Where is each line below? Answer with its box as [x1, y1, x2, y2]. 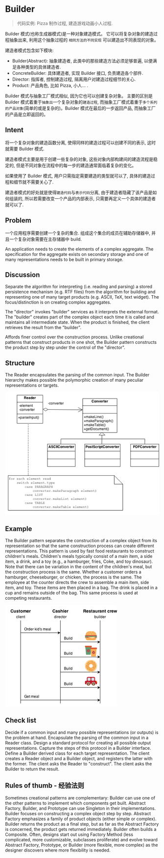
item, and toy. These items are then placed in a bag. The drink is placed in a [5, 584, 158, 591]
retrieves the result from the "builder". [5, 325, 82, 331]
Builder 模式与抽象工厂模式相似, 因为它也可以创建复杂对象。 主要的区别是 [5, 92, 153, 99]
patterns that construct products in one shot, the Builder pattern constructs [5, 339, 157, 345]
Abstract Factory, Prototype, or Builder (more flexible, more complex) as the [5, 842, 158, 848]
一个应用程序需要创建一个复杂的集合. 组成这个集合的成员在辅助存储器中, [5, 230, 151, 236]
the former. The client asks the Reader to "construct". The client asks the [5, 761, 152, 766]
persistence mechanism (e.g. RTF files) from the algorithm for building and [5, 289, 156, 295]
